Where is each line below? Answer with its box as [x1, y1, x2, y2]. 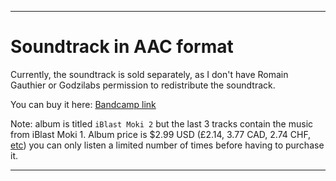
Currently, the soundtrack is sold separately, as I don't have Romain [10, 68, 289, 80]
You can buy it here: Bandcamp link [10, 98, 157, 110]
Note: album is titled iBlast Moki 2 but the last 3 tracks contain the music [10, 117, 314, 130]
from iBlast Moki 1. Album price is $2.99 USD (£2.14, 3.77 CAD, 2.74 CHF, [10, 128, 312, 140]
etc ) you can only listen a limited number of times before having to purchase [10, 139, 325, 151]
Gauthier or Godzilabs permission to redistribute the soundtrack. [10, 79, 276, 91]
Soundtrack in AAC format [10, 36, 234, 58]
